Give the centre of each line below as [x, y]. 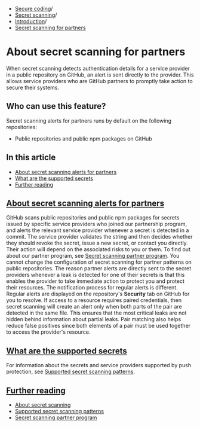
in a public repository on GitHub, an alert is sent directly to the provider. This [100, 75]
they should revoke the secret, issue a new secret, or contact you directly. [97, 243]
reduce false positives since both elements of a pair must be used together [99, 326]
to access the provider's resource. [48, 332]
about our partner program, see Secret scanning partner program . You [93, 256]
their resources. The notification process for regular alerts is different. [92, 288]
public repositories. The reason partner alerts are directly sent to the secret [99, 269]
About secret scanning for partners [96, 52]
